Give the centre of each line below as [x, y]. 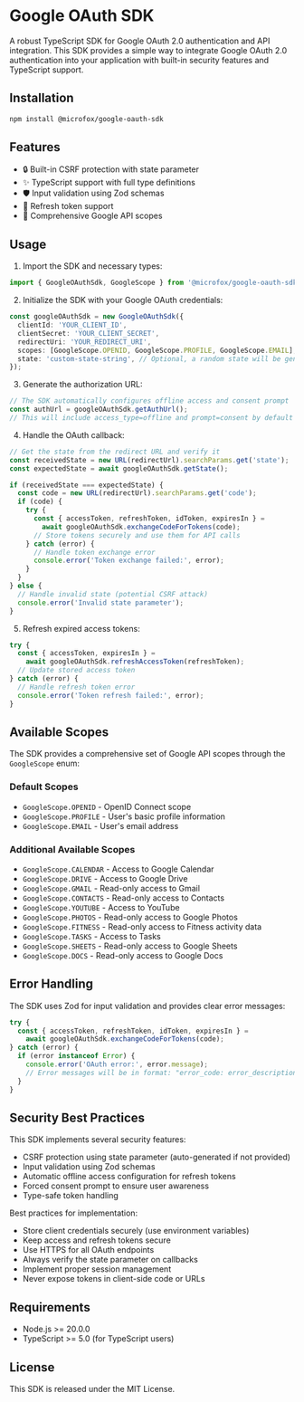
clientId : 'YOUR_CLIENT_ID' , [72, 325]
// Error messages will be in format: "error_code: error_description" [163, 1073]
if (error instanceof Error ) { [76, 1056]
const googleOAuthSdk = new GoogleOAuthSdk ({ [96, 317]
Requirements [50, 1307]
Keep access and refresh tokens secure [97, 1240]
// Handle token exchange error [94, 552]
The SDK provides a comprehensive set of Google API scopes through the [147, 754]
